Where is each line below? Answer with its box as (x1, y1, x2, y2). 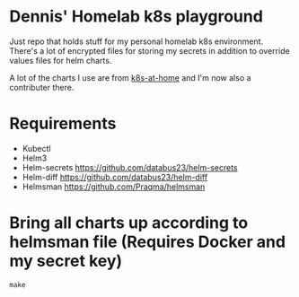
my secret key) (9, 251, 123, 271)
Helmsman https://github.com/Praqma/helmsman (22, 181, 206, 192)
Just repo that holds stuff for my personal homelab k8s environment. (9, 36, 264, 47)
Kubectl (22, 143, 51, 153)
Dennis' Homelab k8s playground (9, 6, 263, 27)
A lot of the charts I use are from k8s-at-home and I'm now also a (9, 72, 251, 83)
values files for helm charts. (9, 55, 112, 66)
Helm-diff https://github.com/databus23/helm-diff (22, 171, 208, 182)
